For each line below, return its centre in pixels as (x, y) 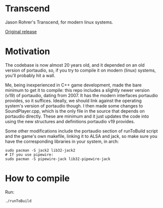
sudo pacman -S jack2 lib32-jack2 (40, 150)
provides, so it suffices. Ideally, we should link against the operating (73, 101)
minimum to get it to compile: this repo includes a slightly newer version (77, 90)
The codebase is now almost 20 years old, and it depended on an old (75, 65)
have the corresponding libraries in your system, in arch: (62, 141)
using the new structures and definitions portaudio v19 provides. (70, 121)
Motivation (28, 52)
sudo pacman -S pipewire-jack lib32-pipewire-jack (58, 159)
